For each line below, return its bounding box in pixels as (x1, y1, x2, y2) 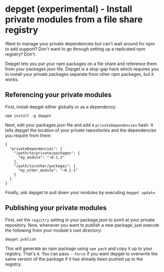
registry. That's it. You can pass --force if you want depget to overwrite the (5, 250, 158, 257)
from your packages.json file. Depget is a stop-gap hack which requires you (5, 66, 159, 72)
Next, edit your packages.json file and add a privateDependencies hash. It (5, 122, 154, 128)
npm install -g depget (5, 113, 52, 118)
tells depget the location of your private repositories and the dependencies (5, 127, 157, 133)
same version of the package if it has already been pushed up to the (5, 256, 143, 262)
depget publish (5, 237, 36, 242)
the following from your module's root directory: (5, 227, 102, 233)
